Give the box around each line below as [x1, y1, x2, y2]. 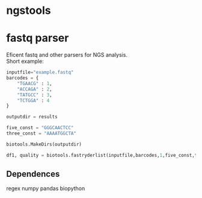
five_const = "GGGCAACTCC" [6, 125, 74, 131]
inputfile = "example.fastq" [6, 69, 74, 75]
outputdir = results [6, 114, 58, 120]
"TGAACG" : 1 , [17, 80, 52, 86]
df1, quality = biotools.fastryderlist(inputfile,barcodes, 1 [6, 152, 163, 158]
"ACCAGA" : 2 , [17, 86, 52, 92]
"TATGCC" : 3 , [17, 92, 52, 98]
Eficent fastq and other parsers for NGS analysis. [6, 51, 128, 59]
